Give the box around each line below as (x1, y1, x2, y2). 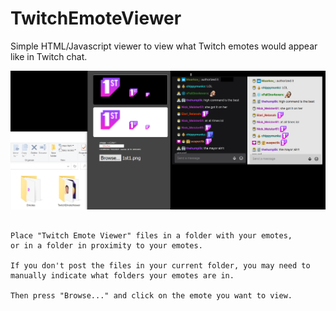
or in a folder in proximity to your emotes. (10, 240, 203, 251)
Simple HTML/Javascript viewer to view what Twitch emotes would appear (10, 40, 318, 52)
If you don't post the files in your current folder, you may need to (10, 260, 311, 271)
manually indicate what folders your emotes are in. (10, 270, 235, 281)
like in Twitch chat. (10, 50, 88, 62)
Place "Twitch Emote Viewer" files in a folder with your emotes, (10, 230, 293, 241)
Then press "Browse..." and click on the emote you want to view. (10, 290, 293, 301)
